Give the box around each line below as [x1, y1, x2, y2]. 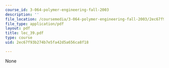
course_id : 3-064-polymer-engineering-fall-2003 [5, 7, 109, 12]
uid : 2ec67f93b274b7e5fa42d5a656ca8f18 [5, 40, 89, 45]
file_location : [5, 16, 37, 21]
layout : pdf [5, 26, 30, 31]
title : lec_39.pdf [5, 30, 44, 35]
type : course [5, 35, 33, 40]
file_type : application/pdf [5, 21, 64, 26]
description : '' [5, 12, 39, 17]
